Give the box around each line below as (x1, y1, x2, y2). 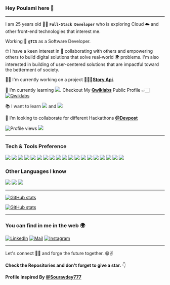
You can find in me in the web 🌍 (5, 222, 86, 229)
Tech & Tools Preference (5, 143, 67, 150)
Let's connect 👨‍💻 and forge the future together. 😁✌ (5, 251, 113, 257)
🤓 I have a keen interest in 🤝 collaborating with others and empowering (5, 48, 153, 54)
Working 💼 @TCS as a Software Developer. (5, 38, 91, 45)
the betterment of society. (5, 67, 60, 73)
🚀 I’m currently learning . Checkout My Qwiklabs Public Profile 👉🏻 (5, 87, 150, 93)
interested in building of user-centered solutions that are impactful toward (5, 61, 159, 67)
